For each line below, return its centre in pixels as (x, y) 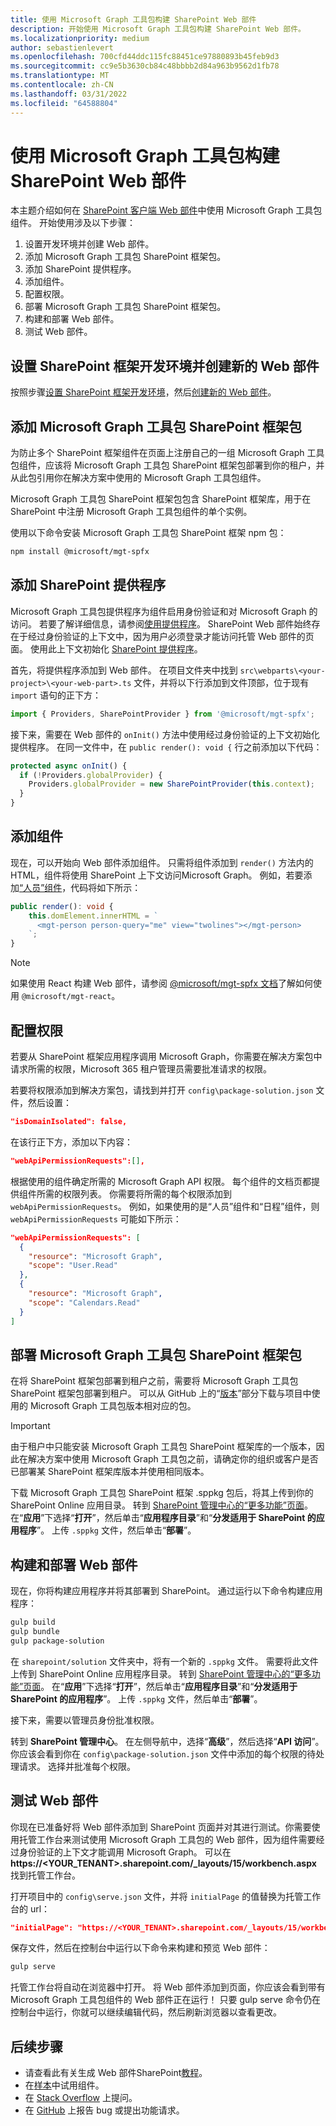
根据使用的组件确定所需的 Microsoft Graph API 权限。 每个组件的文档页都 (161, 1181)
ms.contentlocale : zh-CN (62, 85)
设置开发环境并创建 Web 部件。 (89, 244)
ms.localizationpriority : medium (80, 38)
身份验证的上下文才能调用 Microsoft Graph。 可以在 (125, 1852)
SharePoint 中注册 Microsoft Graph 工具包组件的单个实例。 (131, 512)
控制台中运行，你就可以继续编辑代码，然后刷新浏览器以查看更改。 (146, 2012)
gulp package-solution (57, 1641)
